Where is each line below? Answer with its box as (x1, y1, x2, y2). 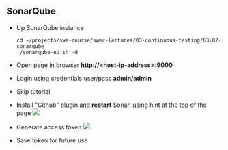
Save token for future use (16, 136, 88, 145)
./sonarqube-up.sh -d (16, 49, 78, 55)
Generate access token (16, 123, 82, 131)
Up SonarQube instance (16, 23, 85, 32)
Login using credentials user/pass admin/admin (16, 74, 152, 82)
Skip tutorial (16, 87, 51, 95)
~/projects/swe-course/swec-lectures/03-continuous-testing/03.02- (25, 37, 222, 44)
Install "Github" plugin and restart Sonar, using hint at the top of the (16, 101, 208, 109)
